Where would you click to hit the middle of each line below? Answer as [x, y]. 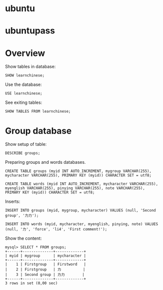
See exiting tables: [24, 102]
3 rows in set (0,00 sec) [31, 283]
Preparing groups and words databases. [46, 162]
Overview [25, 53]
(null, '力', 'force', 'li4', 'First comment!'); [56, 230]
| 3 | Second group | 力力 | [45, 275]
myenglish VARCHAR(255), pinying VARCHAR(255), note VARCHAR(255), [75, 188]
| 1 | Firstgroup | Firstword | [46, 264]
